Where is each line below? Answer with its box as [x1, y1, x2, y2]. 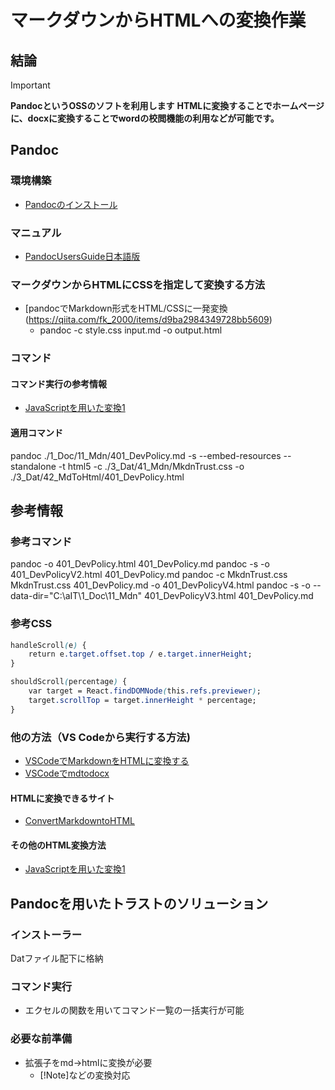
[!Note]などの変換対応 [39, 1069, 131, 1081]
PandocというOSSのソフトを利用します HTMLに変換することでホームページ [10, 100, 325, 111]
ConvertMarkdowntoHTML [24, 815, 135, 827]
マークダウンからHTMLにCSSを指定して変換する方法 [10, 277, 266, 291]
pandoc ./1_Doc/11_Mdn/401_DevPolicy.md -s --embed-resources [10, 449, 282, 461]
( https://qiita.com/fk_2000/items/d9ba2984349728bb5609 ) [24, 314, 273, 326]
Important [10, 79, 51, 91]
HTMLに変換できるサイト [10, 792, 115, 804]
